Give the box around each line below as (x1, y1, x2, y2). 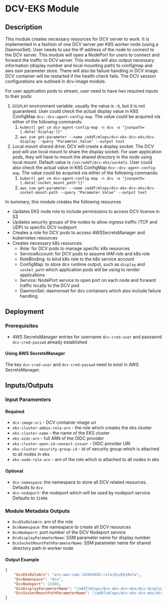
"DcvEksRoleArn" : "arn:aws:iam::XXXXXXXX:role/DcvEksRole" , (14, 572, 141, 577)
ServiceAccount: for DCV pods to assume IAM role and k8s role (19, 251, 150, 256)
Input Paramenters (5, 396, 51, 403)
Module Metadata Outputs (5, 507, 70, 514)
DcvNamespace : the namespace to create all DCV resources (12, 524, 131, 530)
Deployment (5, 307, 44, 316)
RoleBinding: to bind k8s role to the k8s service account (19, 256, 135, 262)
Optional (5, 468, 23, 474)
